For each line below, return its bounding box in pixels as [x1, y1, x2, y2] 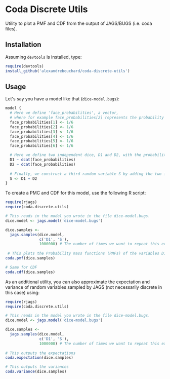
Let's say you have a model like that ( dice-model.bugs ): [5, 96, 120, 102]
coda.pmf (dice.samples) [5, 256, 56, 261]
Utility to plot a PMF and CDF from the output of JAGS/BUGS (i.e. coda [5, 20, 152, 26]
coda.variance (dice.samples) [5, 369, 67, 374]
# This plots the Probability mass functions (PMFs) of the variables [7, 251, 159, 256]
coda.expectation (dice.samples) [5, 355, 73, 360]
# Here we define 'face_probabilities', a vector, [10, 110, 119, 116]
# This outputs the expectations [5, 351, 76, 356]
